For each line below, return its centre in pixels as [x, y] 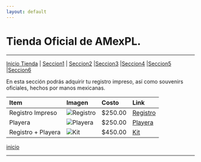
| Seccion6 [19, 70]
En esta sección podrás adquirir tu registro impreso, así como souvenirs [95, 81]
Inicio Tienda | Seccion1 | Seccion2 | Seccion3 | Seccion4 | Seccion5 [89, 63]
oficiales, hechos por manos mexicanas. [56, 88]
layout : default [26, 12]
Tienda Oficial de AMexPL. [74, 41]
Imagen [77, 102]
